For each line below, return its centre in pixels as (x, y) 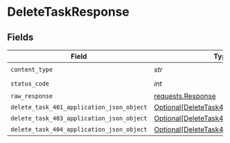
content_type (32, 69)
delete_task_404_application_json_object (79, 130)
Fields (21, 37)
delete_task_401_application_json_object (79, 107)
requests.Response (185, 96)
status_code (30, 83)
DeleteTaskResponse (68, 12)
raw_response (32, 96)
